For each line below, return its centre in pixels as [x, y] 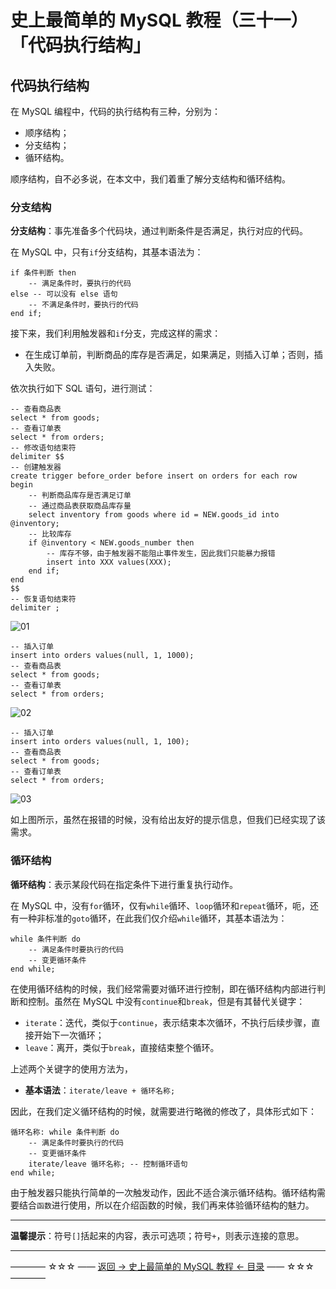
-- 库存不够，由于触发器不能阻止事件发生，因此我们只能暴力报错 [161, 554]
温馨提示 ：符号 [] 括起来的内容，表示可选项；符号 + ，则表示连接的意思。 [157, 1235]
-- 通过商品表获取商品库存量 [80, 506]
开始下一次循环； [69, 1035]
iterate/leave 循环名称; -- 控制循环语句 [108, 1164]
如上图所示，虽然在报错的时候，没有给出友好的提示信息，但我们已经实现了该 [168, 820]
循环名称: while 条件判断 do [65, 1132]
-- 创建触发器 [36, 467]
